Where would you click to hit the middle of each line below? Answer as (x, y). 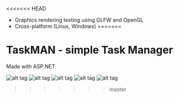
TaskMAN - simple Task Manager (90, 50)
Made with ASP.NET (31, 66)
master (118, 89)
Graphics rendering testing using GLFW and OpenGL (79, 20)
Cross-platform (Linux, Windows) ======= (68, 26)
